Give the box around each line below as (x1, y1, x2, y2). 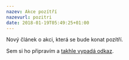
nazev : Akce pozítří (6, 8, 58, 15)
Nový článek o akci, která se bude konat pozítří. (6, 36, 124, 43)
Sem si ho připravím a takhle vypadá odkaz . (6, 48, 114, 55)
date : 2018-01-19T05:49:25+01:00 (6, 20, 90, 26)
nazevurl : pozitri (6, 14, 52, 20)
